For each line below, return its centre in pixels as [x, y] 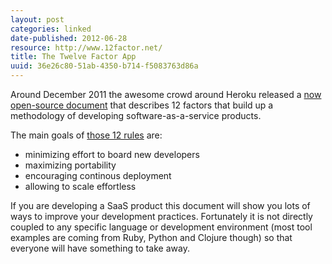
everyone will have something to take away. [100, 248]
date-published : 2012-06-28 [69, 38]
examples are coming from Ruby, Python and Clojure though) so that [151, 237]
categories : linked [51, 29]
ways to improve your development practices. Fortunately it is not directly [161, 216]
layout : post [37, 19]
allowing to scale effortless [80, 186]
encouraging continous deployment [98, 175]
